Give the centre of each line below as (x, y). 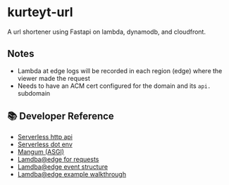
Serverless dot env (45, 144)
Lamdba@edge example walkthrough (72, 174)
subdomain (34, 93)
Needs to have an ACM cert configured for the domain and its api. (114, 86)
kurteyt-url (40, 12)
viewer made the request (54, 78)
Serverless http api (45, 136)
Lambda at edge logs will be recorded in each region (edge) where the (120, 70)
